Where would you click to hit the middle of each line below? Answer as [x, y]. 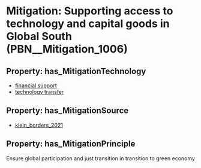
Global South [39, 36]
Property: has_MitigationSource [67, 111]
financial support [36, 85]
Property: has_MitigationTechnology [76, 71]
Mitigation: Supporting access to [90, 11]
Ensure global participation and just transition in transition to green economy [100, 158]
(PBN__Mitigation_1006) [67, 49]
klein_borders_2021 [39, 125]
